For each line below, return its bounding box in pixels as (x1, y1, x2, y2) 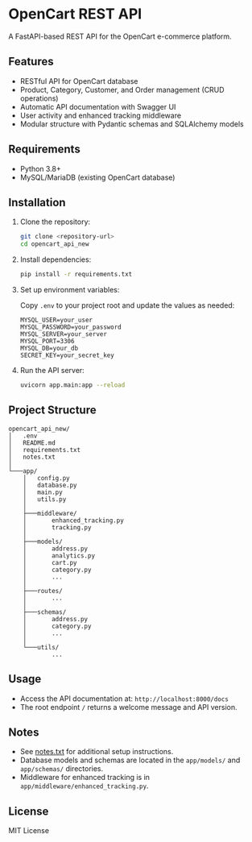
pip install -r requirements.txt (19, 271, 133, 279)
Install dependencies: (19, 255, 92, 264)
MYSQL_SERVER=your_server (19, 330, 107, 338)
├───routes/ (23, 587, 63, 595)
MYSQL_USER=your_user (19, 316, 93, 324)
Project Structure (8, 404, 97, 417)
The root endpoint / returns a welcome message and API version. (19, 702, 238, 711)
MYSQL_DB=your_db (19, 344, 79, 352)
